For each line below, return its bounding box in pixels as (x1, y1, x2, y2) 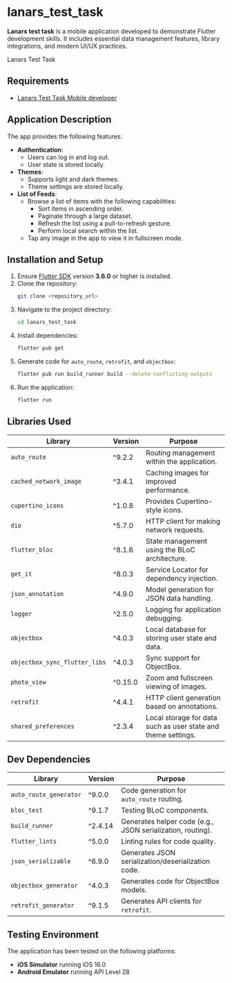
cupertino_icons (10, 501, 64, 509)
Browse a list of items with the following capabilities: (27, 197, 177, 205)
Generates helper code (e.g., (120, 817, 214, 827)
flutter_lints (10, 838, 57, 845)
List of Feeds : (17, 190, 57, 198)
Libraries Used (7, 416, 71, 428)
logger (10, 610, 32, 617)
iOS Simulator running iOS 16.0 (17, 960, 106, 969)
